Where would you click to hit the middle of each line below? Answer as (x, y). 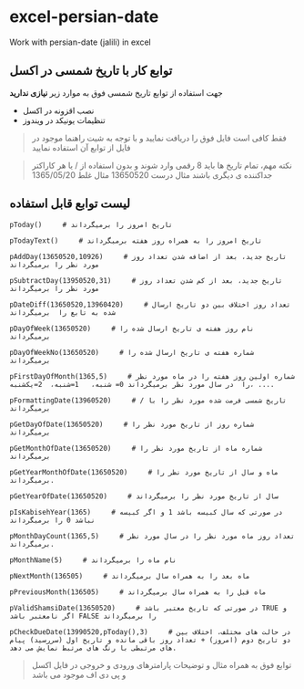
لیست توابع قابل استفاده (70, 204)
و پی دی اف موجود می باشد (79, 674)
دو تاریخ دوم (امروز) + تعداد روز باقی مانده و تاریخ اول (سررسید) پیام (150, 640)
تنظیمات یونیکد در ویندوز (64, 120)
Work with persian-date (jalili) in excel (81, 42)
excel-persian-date (84, 17)
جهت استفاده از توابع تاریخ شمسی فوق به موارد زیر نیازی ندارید (116, 92)
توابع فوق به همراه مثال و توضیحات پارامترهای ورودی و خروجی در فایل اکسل (162, 664)
